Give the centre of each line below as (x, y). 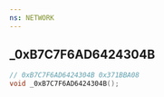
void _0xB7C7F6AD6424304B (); (64, 84)
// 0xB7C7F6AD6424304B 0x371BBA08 (75, 75)
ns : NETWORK (32, 18)
